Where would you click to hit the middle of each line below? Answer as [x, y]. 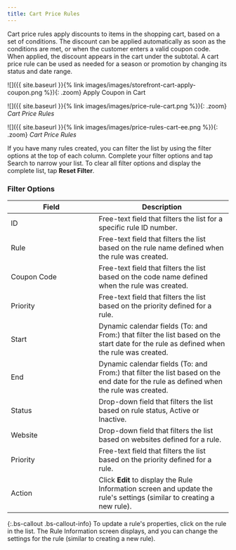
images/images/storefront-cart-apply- [141, 84]
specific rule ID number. [138, 227]
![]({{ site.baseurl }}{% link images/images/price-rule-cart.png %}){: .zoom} [117, 105]
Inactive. [113, 419]
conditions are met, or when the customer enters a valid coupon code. [109, 49]
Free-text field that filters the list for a [161, 219]
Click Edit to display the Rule [146, 480]
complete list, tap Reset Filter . [51, 170]
